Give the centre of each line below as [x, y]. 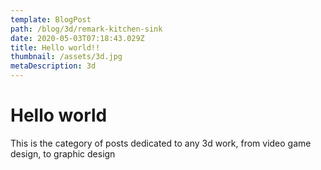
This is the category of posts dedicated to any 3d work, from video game [161, 143]
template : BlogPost [51, 19]
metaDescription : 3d [53, 66]
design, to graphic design [63, 153]
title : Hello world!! [55, 47]
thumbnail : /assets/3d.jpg [66, 57]
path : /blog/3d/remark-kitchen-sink [86, 29]
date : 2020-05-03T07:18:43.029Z [77, 38]
